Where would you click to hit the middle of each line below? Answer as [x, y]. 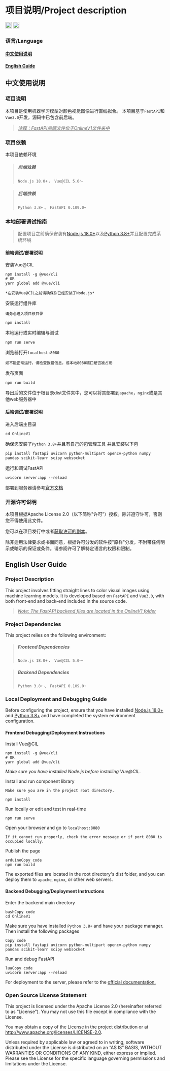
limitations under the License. [36, 1063]
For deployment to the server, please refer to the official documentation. [81, 982]
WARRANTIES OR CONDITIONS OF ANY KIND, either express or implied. [81, 1053]
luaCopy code [19, 968]
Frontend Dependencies [44, 647]
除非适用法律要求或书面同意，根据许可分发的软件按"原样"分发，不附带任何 [83, 542]
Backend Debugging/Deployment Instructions [55, 891]
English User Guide [36, 565]
